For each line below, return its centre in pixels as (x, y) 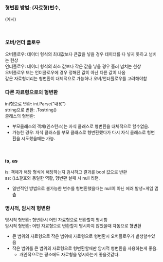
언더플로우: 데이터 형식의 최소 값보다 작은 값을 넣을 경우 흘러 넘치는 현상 (73, 66)
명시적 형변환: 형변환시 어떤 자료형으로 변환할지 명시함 (56, 220)
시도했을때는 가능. (38, 138)
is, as (11, 161)
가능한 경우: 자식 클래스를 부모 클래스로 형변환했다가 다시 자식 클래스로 (79, 132)
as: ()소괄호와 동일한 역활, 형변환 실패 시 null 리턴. (53, 178)
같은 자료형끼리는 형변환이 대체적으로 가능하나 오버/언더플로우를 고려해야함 (76, 78)
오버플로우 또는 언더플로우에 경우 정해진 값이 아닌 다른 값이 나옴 (65, 72)
